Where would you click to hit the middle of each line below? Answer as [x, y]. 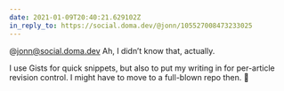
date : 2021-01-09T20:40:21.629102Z [75, 17]
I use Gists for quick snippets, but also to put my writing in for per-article [142, 68]
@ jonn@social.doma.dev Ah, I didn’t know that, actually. [112, 50]
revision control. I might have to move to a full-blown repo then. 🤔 [129, 77]
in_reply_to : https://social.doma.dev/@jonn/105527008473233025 [131, 26]
